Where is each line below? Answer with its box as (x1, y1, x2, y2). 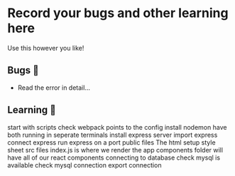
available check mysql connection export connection (7, 160, 162, 169)
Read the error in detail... (17, 83, 91, 92)
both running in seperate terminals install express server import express (7, 130, 218, 139)
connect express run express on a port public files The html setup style (7, 138, 216, 147)
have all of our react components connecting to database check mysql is (7, 153, 221, 162)
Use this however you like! (7, 43, 84, 52)
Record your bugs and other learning (7, 5, 229, 21)
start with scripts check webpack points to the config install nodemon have (7, 123, 227, 131)
